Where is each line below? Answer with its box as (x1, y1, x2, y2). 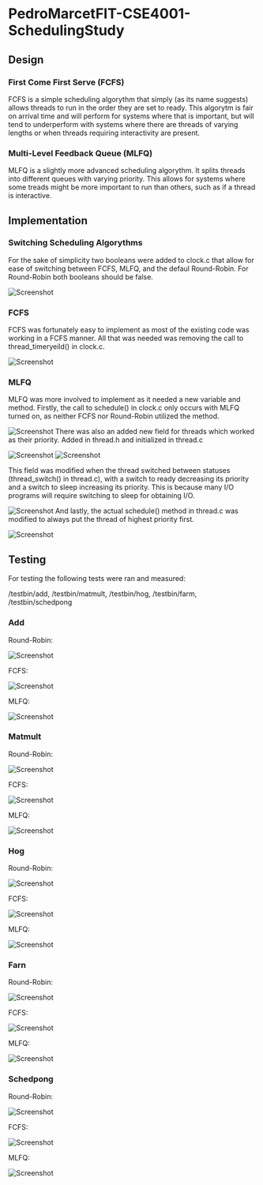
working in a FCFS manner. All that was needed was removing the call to (8, 333, 244, 343)
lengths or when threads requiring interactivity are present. (8, 128, 200, 137)
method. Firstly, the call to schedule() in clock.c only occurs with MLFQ (8, 403, 240, 413)
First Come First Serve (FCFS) (8, 77, 125, 88)
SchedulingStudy (8, 21, 125, 39)
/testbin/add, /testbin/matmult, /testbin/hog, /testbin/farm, (8, 589, 197, 598)
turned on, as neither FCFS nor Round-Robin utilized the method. (8, 411, 220, 421)
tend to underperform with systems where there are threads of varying (8, 119, 239, 129)
